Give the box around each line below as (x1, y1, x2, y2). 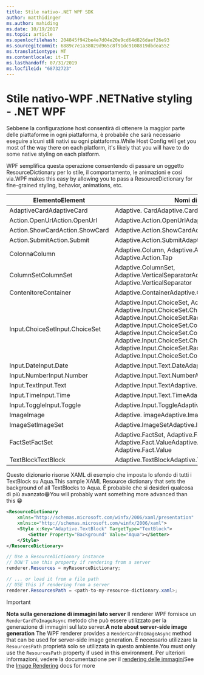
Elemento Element (33, 196, 86, 204)
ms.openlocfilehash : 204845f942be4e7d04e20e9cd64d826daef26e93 (6, 37, 170, 43)
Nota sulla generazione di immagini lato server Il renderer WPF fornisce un (6, 610, 197, 617)
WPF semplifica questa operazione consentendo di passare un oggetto (6, 162, 184, 170)
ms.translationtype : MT (6, 49, 67, 55)
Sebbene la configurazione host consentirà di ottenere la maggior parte (6, 125, 185, 132)
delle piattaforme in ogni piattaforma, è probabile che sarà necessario (6, 131, 181, 139)
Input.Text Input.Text (9, 381, 67, 390)
